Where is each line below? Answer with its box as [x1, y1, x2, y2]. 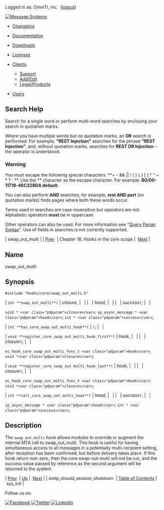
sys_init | [6, 480, 24, 486]
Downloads [12, 42, 35, 48]
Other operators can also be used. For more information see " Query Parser [5, 221, 156, 228]
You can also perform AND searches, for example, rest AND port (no [5, 192, 144, 198]
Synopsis [5, 278, 34, 286]
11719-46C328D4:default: [5, 182, 59, 188]
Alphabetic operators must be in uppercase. [5, 212, 94, 218]
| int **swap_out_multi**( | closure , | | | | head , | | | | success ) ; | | [5, 300, 151, 305]
